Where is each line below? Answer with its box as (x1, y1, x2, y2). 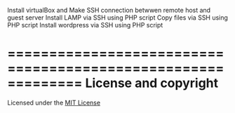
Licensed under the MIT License (7, 98, 100, 107)
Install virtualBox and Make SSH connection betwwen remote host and (7, 6, 211, 14)
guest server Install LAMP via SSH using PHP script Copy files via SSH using (7, 13, 228, 22)
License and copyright (85, 75, 219, 91)
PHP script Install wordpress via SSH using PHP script (7, 21, 163, 29)
